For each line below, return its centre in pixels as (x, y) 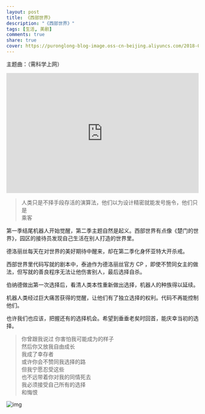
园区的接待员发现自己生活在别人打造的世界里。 (78, 238)
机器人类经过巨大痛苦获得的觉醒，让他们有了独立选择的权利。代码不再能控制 (103, 298)
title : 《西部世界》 (30, 18)
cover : (15, 46)
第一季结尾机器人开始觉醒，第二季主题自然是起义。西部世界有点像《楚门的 (100, 230)
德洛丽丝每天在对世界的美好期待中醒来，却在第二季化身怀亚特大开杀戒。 (97, 251)
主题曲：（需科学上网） (34, 64)
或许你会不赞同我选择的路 (53, 362)
